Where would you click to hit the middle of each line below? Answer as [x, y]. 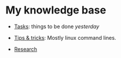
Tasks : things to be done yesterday [56, 26]
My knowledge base [56, 10]
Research [26, 49]
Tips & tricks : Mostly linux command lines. [65, 37]
